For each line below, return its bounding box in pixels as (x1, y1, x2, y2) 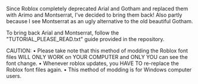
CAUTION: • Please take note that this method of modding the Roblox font (6, 47, 188, 54)
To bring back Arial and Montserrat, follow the (6, 29, 119, 36)
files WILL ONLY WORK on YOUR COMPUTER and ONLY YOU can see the (6, 54, 188, 60)
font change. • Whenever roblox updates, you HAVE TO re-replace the (6, 60, 179, 67)
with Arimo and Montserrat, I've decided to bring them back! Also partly (6, 11, 182, 18)
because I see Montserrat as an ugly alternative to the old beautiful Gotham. (6, 18, 193, 24)
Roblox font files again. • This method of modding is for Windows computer (6, 66, 192, 73)
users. (6, 73, 22, 79)
